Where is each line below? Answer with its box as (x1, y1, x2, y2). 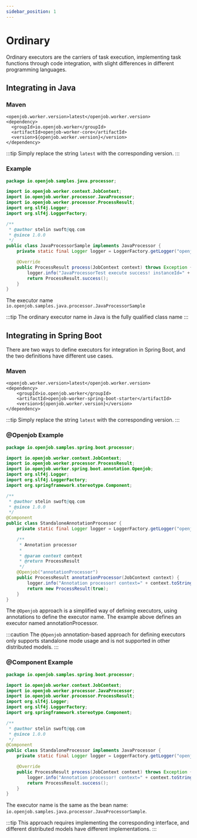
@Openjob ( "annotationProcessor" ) (16, 569, 98, 575)
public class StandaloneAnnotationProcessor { (6, 520, 122, 526)
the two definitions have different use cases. (6, 352, 114, 359)
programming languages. (6, 66, 67, 73)
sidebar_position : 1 (6, 8, 57, 15)
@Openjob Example (6, 431, 64, 439)
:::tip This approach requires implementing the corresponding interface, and (6, 819, 189, 826)
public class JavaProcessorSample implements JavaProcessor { (6, 243, 161, 249)
